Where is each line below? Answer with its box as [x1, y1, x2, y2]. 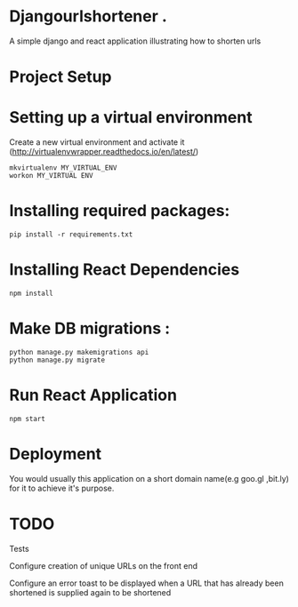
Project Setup [9, 67, 113, 87]
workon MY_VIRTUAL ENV [9, 172, 93, 180]
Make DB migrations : [9, 318, 171, 339]
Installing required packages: [9, 201, 230, 221]
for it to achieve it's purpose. [9, 483, 115, 493]
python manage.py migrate [9, 355, 105, 364]
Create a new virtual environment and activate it [9, 137, 185, 148]
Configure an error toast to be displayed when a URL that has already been [9, 578, 285, 588]
